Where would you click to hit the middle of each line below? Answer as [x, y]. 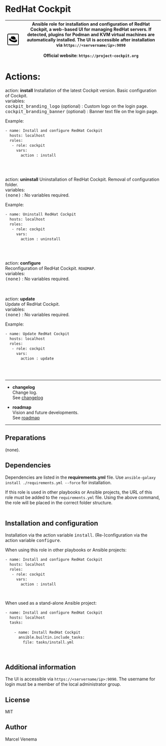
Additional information [41, 667]
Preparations [25, 438]
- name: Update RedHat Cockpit [37, 334]
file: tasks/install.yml [48, 642]
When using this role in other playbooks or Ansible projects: [66, 550]
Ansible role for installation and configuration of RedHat [91, 24]
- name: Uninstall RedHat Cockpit [41, 214]
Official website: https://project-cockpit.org [91, 56]
